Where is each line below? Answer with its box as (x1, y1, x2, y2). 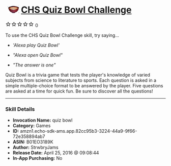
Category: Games (12, 123, 51, 129)
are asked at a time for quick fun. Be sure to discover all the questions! (5, 88, 154, 94)
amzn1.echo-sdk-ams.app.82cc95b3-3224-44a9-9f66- (20, 128, 137, 134)
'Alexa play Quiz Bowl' (12, 42, 60, 48)
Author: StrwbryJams (12, 145, 59, 151)
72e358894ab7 (12, 133, 45, 139)
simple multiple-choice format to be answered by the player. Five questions (5, 82, 163, 88)
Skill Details (5, 105, 35, 112)
